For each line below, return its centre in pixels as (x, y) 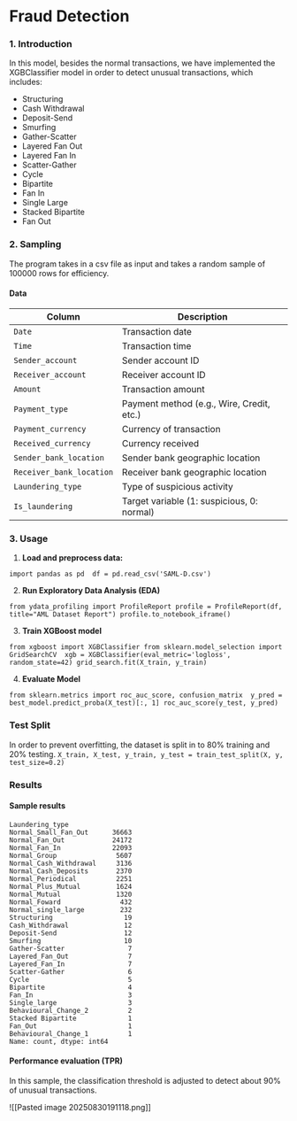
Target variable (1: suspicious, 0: (190, 500)
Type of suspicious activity (178, 486)
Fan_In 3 (71, 995)
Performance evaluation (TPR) (66, 1061)
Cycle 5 (71, 979)
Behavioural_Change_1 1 (71, 1033)
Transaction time (157, 345)
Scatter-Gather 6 (71, 971)
